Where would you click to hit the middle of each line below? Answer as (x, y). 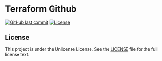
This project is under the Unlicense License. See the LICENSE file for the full (81, 49)
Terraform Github (41, 9)
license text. (17, 54)
